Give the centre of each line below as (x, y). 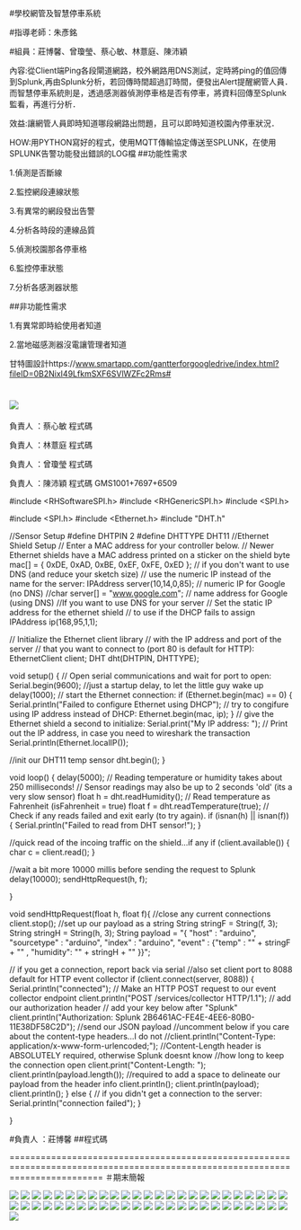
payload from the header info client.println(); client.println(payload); (134, 1084)
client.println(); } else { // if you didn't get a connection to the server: (136, 1093)
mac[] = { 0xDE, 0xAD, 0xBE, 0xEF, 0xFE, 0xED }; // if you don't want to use (150, 564)
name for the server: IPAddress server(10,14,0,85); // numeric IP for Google (147, 583)
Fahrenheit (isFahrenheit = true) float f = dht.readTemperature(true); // (139, 806)
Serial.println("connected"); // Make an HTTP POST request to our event (143, 988)
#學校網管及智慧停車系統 (55, 13)
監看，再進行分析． (45, 104)
